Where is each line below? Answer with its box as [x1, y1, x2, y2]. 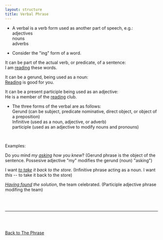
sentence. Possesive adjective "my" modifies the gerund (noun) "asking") [5, 157, 153, 163]
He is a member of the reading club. [5, 93, 77, 100]
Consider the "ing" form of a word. [12, 50, 81, 56]
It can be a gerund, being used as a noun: [5, 74, 88, 80]
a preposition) [12, 113, 40, 119]
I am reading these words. [5, 64, 57, 71]
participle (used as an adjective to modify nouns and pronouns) [12, 124, 139, 129]
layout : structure [5, 7, 42, 12]
